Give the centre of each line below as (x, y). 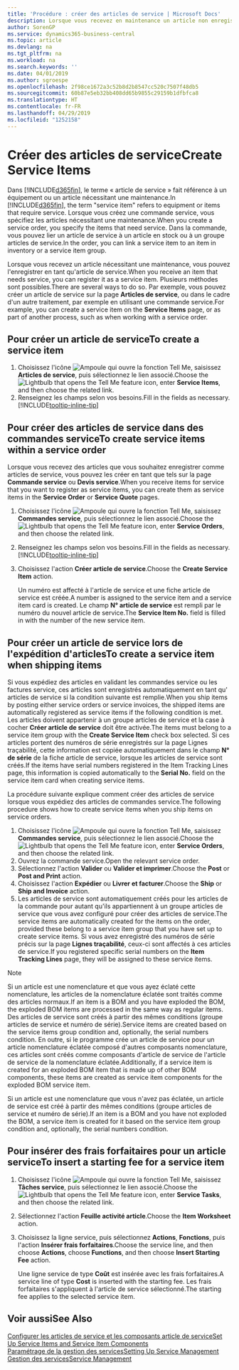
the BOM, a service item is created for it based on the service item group (114, 1121)
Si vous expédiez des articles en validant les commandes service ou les (112, 682)
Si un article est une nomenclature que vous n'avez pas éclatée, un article (116, 1099)
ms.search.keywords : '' (43, 67)
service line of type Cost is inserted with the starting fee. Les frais (115, 1281)
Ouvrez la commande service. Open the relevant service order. (109, 861)
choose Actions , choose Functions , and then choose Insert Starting (119, 1252)
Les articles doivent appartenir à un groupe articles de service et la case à (116, 720)
